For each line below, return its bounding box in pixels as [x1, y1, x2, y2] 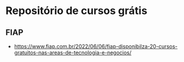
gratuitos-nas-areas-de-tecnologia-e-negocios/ [14, 49, 132, 56]
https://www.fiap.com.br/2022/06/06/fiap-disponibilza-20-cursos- [14, 43, 178, 50]
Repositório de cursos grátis [5, 4, 147, 18]
